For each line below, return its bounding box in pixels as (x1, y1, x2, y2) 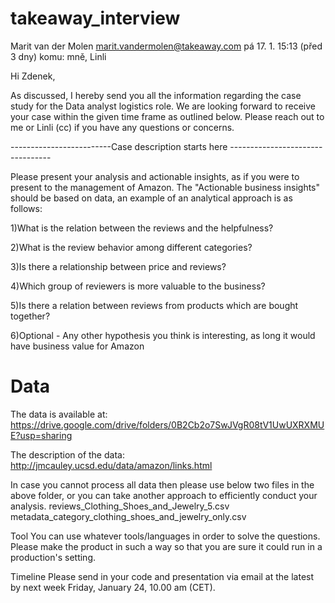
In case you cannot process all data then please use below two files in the (10, 478, 315, 491)
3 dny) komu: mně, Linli (10, 50, 107, 62)
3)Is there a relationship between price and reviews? (10, 260, 227, 272)
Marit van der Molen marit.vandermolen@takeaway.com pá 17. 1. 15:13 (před (10, 40, 323, 52)
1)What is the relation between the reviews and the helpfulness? (10, 222, 274, 234)
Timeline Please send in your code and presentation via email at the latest (10, 570, 315, 582)
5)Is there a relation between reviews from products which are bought (10, 299, 299, 311)
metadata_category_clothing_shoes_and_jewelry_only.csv (10, 510, 247, 522)
